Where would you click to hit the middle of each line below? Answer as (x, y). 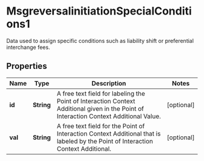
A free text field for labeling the (101, 93)
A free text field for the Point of (101, 126)
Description (109, 83)
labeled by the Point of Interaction (105, 141)
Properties (27, 66)
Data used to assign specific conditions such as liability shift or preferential (100, 41)
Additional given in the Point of (100, 108)
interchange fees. (28, 47)
